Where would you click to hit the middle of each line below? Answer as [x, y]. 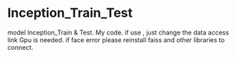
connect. [20, 47]
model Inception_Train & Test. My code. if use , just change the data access [118, 32]
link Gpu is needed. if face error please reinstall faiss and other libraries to [116, 39]
